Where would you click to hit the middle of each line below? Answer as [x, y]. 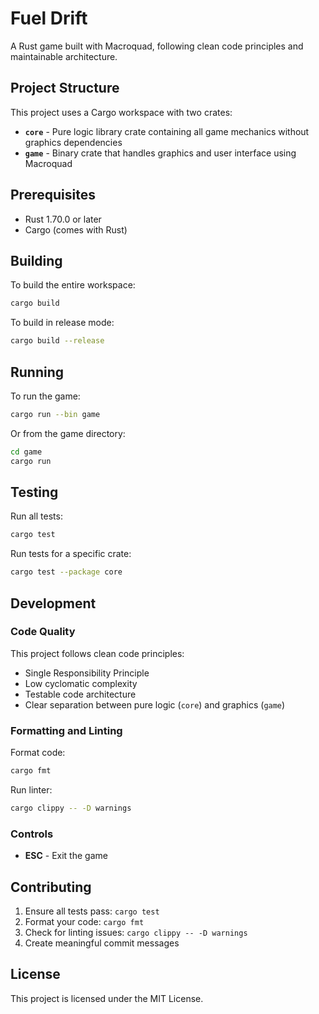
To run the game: [45, 396]
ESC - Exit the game [66, 856]
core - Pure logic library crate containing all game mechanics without [167, 131]
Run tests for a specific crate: [71, 554]
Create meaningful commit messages [102, 943]
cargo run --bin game [55, 414]
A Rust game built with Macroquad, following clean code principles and [157, 46]
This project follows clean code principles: [97, 653]
